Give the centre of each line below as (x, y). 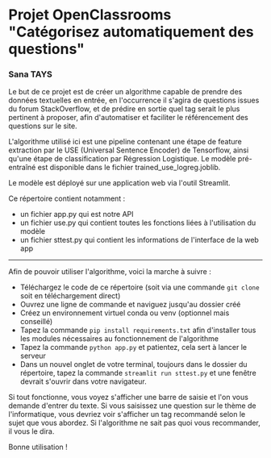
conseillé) (36, 322)
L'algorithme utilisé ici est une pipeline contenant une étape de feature (125, 142)
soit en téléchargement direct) (70, 296)
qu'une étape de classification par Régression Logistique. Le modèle (122, 159)
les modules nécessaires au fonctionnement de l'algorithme (119, 339)
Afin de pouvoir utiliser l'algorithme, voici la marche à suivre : (110, 272)
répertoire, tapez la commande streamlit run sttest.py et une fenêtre (138, 373)
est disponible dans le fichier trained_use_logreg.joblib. (129, 168)
